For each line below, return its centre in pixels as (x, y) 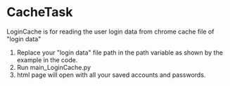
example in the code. (47, 59)
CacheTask (40, 12)
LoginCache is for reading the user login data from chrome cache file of (110, 31)
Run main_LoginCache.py (54, 67)
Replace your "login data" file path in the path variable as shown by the (120, 52)
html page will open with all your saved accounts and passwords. (111, 75)
